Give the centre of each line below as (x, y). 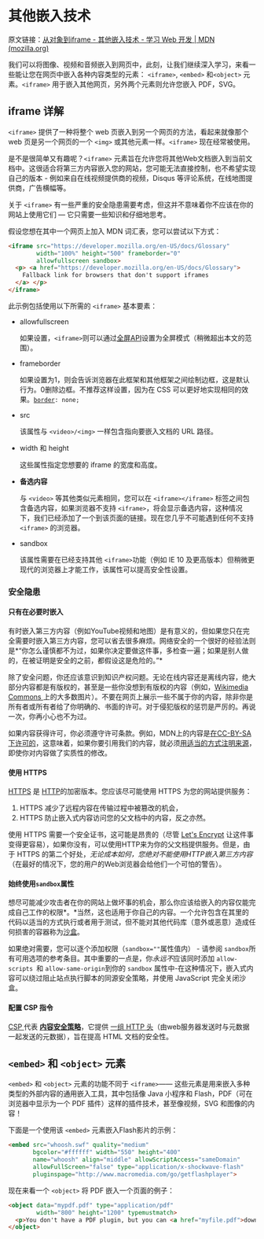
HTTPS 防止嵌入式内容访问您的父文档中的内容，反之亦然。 (115, 818)
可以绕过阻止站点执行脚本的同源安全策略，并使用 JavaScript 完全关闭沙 (130, 978)
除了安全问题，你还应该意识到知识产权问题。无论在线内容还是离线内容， (125, 677)
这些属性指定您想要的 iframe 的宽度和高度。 (90, 464)
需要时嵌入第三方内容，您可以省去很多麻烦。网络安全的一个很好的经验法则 (135, 641)
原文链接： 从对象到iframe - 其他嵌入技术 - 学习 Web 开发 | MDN (112, 39)
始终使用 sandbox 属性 (41, 883)
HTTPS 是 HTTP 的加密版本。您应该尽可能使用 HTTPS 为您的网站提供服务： (130, 791)
